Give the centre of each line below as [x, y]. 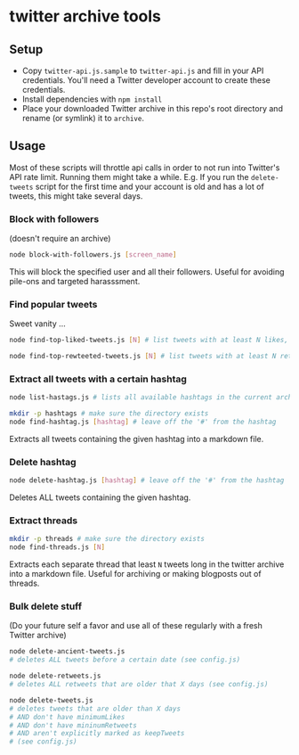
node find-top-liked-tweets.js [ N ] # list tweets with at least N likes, [149, 341]
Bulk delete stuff [46, 606]
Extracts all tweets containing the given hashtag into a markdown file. [137, 439]
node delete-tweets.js [51, 700]
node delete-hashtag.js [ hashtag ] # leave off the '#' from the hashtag [147, 480]
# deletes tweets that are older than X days [95, 709]
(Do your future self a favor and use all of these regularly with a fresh [136, 626]
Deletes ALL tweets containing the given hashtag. [100, 497]
